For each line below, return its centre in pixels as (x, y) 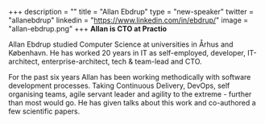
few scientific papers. (44, 111)
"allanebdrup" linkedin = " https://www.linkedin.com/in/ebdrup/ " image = (128, 20)
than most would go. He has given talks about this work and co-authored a (132, 103)
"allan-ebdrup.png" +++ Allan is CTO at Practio (88, 29)
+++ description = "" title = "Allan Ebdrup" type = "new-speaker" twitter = (131, 12)
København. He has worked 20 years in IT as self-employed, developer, (127, 53)
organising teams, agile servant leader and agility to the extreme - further (130, 94)
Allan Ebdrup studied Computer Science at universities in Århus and (121, 44)
